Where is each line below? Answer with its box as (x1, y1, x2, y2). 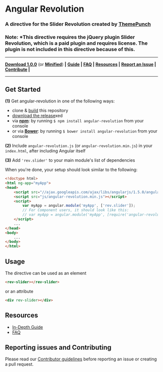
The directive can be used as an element (5, 271, 86, 276)
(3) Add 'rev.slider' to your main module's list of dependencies (5, 157, 135, 163)
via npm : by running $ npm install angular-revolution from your (12, 118, 144, 124)
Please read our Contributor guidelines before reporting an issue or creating (5, 356, 157, 362)
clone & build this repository (12, 108, 68, 114)
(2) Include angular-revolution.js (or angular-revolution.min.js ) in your (5, 143, 153, 149)
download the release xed (12, 113, 63, 118)
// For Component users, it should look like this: (22, 208, 130, 213)
